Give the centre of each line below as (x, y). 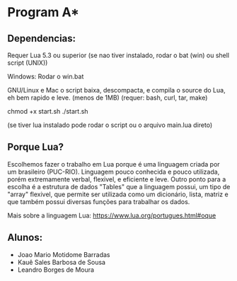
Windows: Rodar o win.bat (46, 76)
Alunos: (25, 238)
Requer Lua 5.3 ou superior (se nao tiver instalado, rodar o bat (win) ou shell (118, 55)
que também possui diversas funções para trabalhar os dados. (99, 201)
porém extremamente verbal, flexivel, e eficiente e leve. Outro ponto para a (117, 179)
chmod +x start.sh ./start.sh (48, 111)
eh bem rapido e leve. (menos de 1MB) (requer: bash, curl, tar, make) (108, 97)
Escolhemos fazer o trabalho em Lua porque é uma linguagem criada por (114, 164)
